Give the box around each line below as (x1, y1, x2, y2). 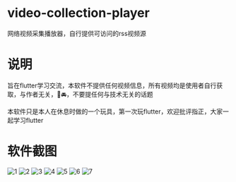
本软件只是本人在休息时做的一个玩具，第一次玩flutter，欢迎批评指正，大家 (7, 107, 223, 116)
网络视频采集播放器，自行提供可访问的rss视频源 (7, 29, 147, 37)
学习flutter (13, 116, 44, 124)
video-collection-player (7, 5, 150, 21)
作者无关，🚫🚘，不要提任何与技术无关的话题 (25, 90, 153, 98)
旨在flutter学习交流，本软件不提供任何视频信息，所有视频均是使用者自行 (7, 81, 217, 90)
